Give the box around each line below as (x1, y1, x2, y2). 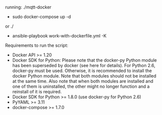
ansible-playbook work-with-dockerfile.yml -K (12, 33, 107, 38)
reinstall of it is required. (12, 89, 62, 94)
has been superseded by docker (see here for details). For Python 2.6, (12, 63, 156, 68)
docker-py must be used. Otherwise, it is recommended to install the (12, 68, 152, 74)
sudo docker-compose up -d (12, 14, 71, 19)
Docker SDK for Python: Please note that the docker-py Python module (12, 57, 157, 63)
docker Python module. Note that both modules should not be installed (12, 73, 157, 78)
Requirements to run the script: (5, 42, 68, 48)
